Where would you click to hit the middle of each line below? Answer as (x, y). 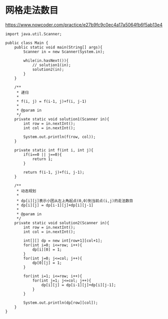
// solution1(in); (51, 65)
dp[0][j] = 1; (47, 263)
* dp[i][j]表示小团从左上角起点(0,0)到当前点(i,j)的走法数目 (75, 201)
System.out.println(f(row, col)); (60, 137)
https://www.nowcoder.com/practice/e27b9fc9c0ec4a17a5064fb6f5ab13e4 (84, 25)
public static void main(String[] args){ (58, 47)
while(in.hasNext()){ (46, 61)
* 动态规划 (26, 191)
